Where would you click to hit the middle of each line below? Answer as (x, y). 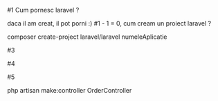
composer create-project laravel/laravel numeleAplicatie (87, 37)
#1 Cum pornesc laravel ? (43, 10)
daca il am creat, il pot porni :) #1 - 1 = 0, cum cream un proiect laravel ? (109, 23)
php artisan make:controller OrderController (70, 90)
